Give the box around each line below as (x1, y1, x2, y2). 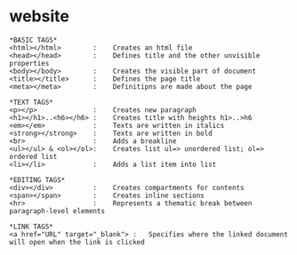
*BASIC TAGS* (9, 36, 58, 44)
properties (9, 59, 50, 68)
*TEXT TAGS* (9, 98, 53, 107)
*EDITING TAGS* (9, 175, 66, 184)
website (9, 6, 69, 27)
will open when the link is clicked (9, 237, 145, 246)
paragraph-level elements (9, 206, 105, 215)
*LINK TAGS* (9, 222, 53, 231)
